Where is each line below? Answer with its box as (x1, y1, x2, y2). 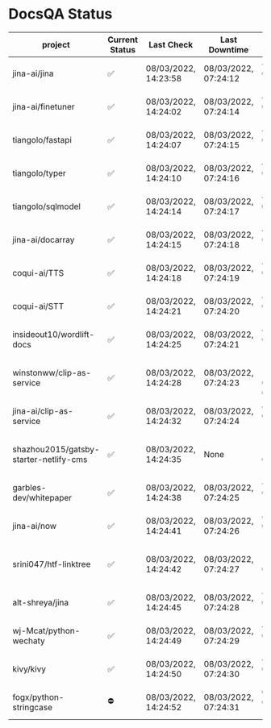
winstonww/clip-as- (12, 367, 91, 378)
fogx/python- (12, 691, 65, 702)
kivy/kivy (12, 663, 47, 674)
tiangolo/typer (12, 167, 66, 178)
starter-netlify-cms (12, 453, 88, 464)
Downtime (208, 44, 249, 55)
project (41, 39, 70, 50)
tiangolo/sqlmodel (12, 201, 81, 212)
